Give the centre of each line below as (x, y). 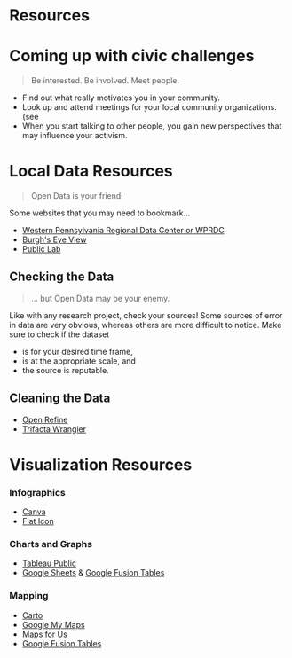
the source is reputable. (65, 370)
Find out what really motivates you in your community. (121, 98)
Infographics (37, 492)
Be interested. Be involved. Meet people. (105, 81)
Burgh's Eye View (54, 239)
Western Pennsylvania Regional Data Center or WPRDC (123, 231)
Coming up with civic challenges (132, 56)
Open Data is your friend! (77, 196)
